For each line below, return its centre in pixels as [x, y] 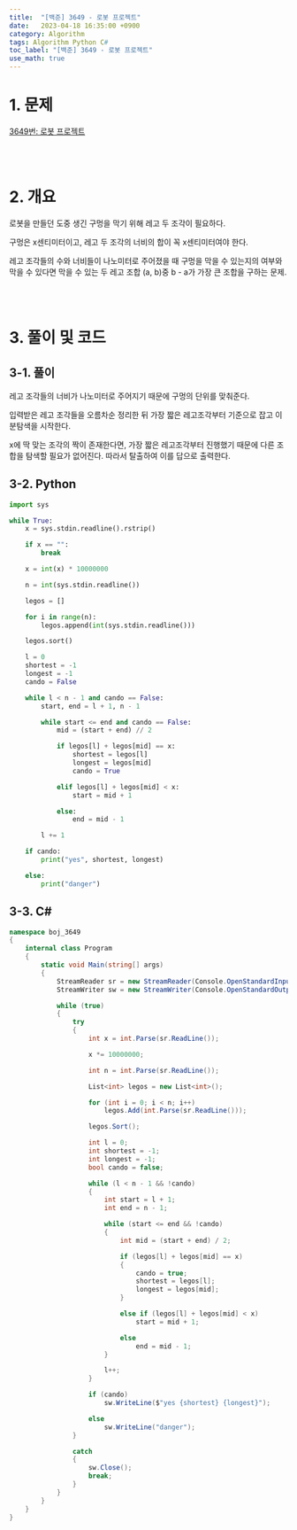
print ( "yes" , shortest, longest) [103, 860]
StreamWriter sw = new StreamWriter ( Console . [141, 990]
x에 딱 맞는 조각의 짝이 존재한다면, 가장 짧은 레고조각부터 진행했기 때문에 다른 [142, 445]
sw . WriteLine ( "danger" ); [150, 1427]
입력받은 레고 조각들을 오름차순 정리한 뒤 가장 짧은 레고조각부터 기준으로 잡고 [141, 415]
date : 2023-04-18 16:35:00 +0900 [75, 26]
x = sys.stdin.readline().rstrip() [91, 529]
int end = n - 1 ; [136, 1208]
